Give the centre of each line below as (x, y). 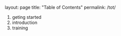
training (20, 28)
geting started (26, 17)
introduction (24, 23)
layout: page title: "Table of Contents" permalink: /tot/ (60, 7)
